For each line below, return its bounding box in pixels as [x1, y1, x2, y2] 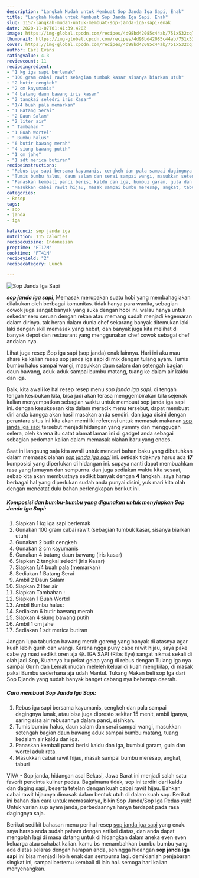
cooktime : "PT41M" [6, 250, 52, 256]
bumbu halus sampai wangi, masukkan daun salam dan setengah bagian [6, 362, 184, 369]
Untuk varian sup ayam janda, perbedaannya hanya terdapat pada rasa [6, 803, 180, 810]
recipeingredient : [6, 63, 52, 70]
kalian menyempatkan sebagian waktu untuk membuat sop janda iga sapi [6, 398, 185, 405]
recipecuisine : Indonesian [6, 239, 73, 245]
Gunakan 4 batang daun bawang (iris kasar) [15, 551, 123, 558]
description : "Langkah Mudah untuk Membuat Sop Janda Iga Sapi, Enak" [6, 8, 184, 15]
